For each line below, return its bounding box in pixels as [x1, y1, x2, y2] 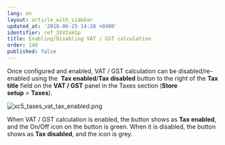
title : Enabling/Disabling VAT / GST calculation [7, 36, 152, 42]
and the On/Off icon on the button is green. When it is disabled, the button [7, 122, 216, 131]
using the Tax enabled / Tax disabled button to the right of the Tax [31, 74, 219, 82]
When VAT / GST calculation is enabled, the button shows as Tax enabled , [7, 115, 217, 123]
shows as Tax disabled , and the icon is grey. [7, 129, 133, 137]
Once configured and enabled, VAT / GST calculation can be [7, 66, 177, 75]
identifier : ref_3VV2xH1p [7, 29, 81, 36]
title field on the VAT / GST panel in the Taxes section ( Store [7, 81, 178, 90]
